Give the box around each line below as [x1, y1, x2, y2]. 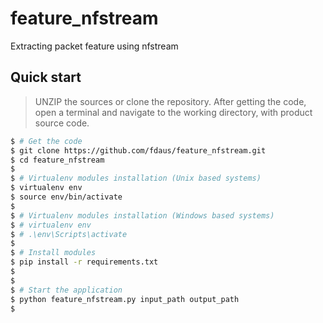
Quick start [10, 69, 82, 86]
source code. [34, 117, 90, 129]
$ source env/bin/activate [10, 192, 123, 202]
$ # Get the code [10, 136, 83, 146]
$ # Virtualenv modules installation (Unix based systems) [10, 173, 262, 184]
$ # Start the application [10, 285, 123, 295]
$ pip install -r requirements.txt [10, 257, 159, 267]
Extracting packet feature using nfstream [10, 40, 179, 52]
